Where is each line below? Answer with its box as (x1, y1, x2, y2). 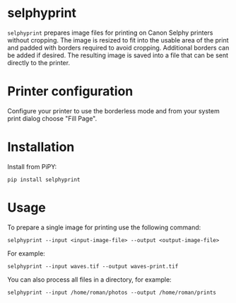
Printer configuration (7, 84, 134, 100)
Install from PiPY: (7, 162, 57, 171)
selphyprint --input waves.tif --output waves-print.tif (7, 263, 179, 270)
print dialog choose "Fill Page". (7, 114, 98, 122)
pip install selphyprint (7, 176, 81, 183)
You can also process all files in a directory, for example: (7, 275, 172, 284)
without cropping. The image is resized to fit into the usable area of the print (7, 35, 229, 44)
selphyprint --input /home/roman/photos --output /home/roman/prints (7, 289, 217, 296)
